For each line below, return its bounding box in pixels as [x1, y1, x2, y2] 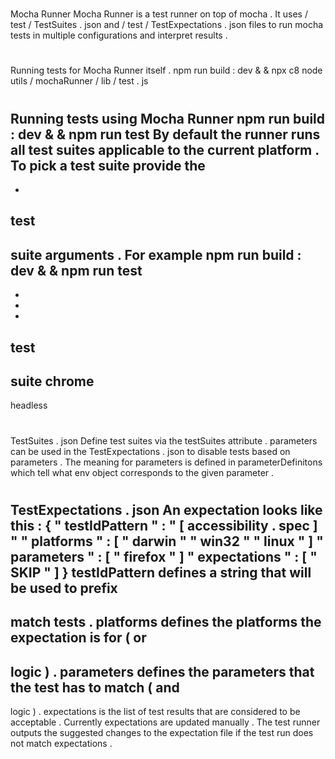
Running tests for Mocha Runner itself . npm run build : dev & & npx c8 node [10, 64, 323, 77]
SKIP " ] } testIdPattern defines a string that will [10, 564, 312, 581]
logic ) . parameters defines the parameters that [10, 663, 315, 680]
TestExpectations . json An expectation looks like [10, 501, 323, 518]
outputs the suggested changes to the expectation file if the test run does [10, 726, 314, 738]
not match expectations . [10, 737, 113, 749]
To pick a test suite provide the [10, 157, 206, 174]
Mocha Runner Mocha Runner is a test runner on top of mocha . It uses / [10, 8, 308, 20]
